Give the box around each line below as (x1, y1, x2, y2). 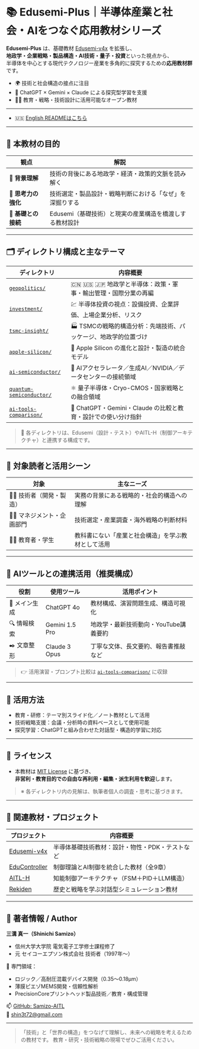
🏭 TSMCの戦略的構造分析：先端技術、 (70, 321, 179, 330)
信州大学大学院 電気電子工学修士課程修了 (14, 943, 115, 950)
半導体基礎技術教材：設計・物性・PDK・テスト (53, 843, 184, 851)
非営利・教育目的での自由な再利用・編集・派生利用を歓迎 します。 (14, 775, 176, 782)
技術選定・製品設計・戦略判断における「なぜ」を (49, 189, 187, 197)
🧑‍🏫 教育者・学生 (9, 536, 54, 544)
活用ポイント (122, 588, 158, 596)
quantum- (9, 385, 34, 392)
